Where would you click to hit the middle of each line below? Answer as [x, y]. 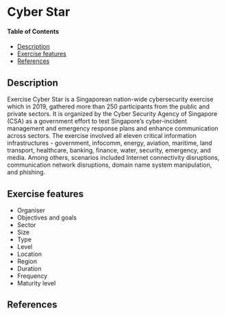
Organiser [31, 211]
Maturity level [36, 283]
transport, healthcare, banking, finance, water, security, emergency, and [109, 150]
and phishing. [26, 172]
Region [27, 261]
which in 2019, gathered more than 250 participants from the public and [109, 106]
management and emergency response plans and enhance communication [113, 128]
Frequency [32, 276]
